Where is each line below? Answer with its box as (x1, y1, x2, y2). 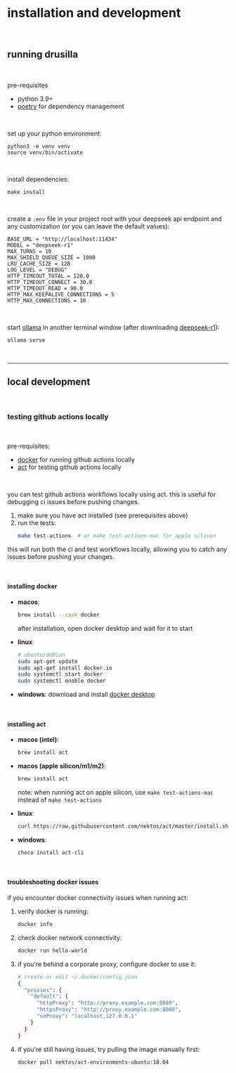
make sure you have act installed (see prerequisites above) (17, 511, 188, 520)
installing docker (7, 582, 58, 591)
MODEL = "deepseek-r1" (7, 241, 74, 249)
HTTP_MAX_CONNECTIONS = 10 (7, 297, 86, 304)
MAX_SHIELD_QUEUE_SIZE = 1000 (7, 254, 96, 261)
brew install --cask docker (17, 611, 100, 618)
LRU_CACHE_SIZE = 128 (7, 260, 71, 267)
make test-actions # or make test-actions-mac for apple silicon (17, 532, 216, 539)
